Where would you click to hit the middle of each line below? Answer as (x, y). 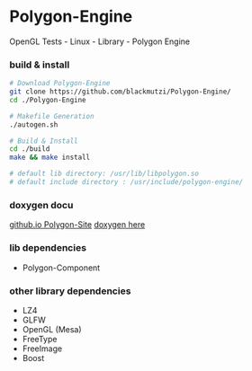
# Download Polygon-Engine (60, 84)
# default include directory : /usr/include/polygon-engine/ (126, 182)
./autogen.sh (34, 124)
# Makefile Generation (52, 116)
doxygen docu (41, 205)
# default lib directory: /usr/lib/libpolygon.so (104, 174)
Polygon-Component (61, 268)
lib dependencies (48, 248)
